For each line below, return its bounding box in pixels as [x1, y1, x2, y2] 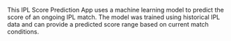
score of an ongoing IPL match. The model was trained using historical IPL [7, 13, 221, 21]
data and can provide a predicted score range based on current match [7, 20, 209, 28]
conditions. [7, 27, 40, 36]
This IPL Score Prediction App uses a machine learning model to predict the [7, 6, 224, 14]
